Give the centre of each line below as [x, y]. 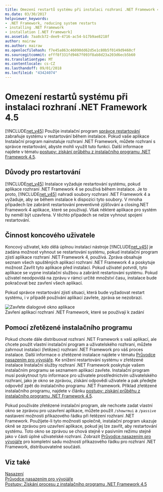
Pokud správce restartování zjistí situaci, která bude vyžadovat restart [75, 293]
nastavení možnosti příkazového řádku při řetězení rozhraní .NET [70, 416]
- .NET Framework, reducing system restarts [51, 23]
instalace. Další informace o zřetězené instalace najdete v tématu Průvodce [80, 355]
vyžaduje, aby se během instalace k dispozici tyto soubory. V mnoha [73, 199]
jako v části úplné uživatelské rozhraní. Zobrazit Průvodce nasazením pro [78, 437]
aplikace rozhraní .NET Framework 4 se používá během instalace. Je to [76, 189]
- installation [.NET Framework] [39, 32]
